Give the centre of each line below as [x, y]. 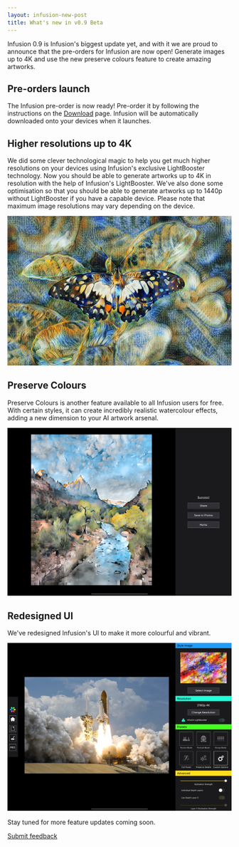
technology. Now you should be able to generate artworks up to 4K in [109, 176]
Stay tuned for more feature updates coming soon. [81, 822]
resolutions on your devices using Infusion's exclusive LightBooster [106, 168]
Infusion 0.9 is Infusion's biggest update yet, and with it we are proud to [113, 43]
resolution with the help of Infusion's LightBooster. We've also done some [115, 183]
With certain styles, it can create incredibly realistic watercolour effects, [113, 410]
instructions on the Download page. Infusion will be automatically [103, 113]
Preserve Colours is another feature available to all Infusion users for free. [116, 402]
